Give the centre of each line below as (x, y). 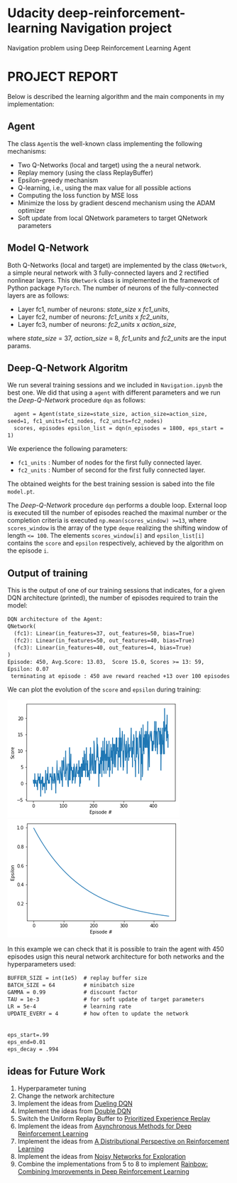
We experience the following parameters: (67, 449)
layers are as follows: (38, 295)
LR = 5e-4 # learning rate (70, 1007)
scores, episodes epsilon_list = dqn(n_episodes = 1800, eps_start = (118, 429)
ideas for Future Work (56, 1071)
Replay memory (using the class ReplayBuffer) (86, 172)
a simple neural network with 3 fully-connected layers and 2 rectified (108, 273)
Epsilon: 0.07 (28, 669)
